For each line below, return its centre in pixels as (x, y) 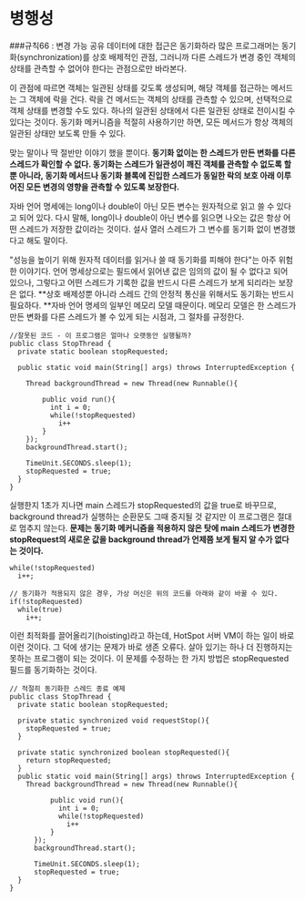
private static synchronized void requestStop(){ (113, 721)
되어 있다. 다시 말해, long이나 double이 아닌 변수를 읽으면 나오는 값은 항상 (150, 217)
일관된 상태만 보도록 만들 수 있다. (68, 133)
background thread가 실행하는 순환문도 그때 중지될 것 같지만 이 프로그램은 (142, 517)
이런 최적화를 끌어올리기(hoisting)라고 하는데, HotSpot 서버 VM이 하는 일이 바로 (152, 635)
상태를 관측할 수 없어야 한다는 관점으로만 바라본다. (98, 68)
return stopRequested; (69, 760)
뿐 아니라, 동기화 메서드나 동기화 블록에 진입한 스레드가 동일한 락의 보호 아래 (142, 175)
